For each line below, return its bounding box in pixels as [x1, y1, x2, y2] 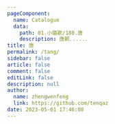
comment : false [7, 68, 51, 74]
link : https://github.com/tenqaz [13, 100, 109, 107]
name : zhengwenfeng [13, 94, 69, 101]
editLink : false [7, 74, 53, 81]
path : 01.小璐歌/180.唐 [19, 29, 84, 37]
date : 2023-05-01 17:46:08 [7, 106, 84, 113]
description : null [7, 81, 60, 87]
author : [7, 87, 29, 94]
